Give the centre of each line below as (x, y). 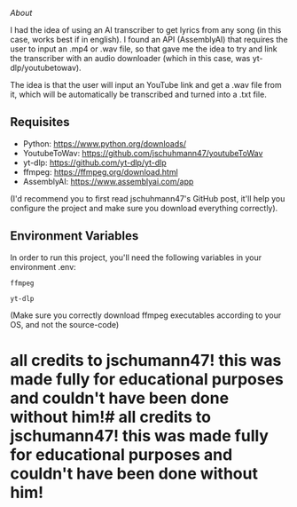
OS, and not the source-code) (65, 324)
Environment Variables (74, 236)
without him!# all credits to (111, 417)
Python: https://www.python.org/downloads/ (105, 143)
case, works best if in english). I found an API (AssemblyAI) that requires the (149, 40)
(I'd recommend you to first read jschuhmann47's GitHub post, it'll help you (148, 198)
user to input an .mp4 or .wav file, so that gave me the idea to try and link (144, 49)
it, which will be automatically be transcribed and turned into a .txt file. (138, 94)
